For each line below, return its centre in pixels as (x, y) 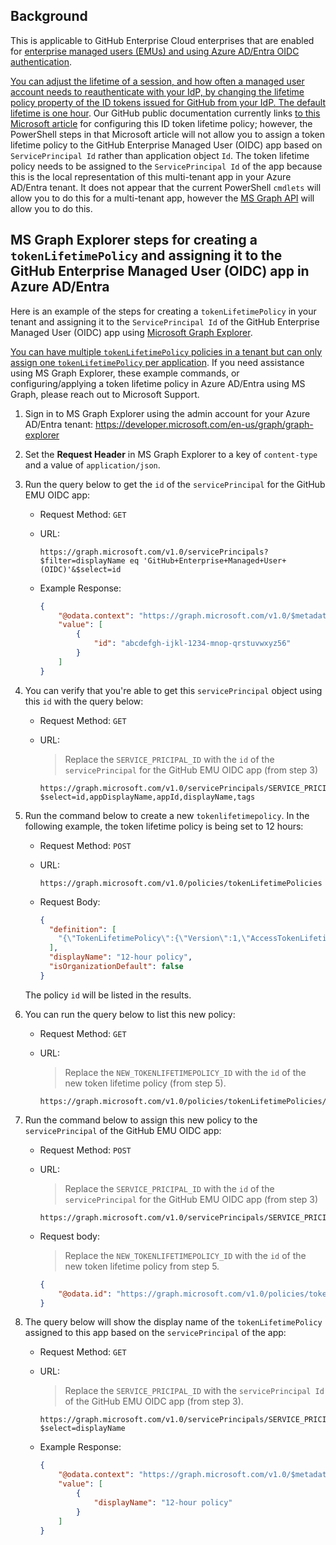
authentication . (41, 61)
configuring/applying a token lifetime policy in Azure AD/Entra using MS (158, 383)
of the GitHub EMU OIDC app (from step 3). (154, 1401)
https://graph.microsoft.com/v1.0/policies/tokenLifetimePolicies (181, 883)
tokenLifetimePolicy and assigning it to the (146, 255)
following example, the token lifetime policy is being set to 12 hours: (164, 826)
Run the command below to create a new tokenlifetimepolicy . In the (167, 815)
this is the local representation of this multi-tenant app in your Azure (151, 176)
